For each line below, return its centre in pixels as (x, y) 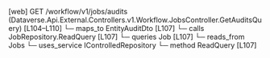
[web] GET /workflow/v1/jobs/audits (68, 12)
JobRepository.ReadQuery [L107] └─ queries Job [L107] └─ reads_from (127, 37)
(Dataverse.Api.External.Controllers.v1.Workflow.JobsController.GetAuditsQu (135, 20)
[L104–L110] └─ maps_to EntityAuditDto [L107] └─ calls (114, 28)
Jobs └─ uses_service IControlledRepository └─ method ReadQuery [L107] (133, 45)
